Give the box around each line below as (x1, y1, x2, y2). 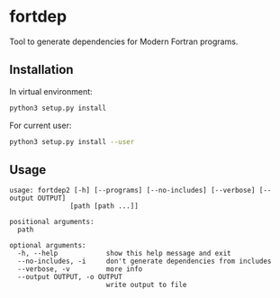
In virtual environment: (9, 86, 93, 96)
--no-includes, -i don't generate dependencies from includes (17, 257, 272, 266)
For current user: (9, 120, 72, 131)
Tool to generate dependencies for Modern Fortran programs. (9, 36, 239, 47)
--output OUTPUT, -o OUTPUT (17, 273, 123, 282)
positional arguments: (9, 218, 95, 227)
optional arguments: (9, 241, 87, 250)
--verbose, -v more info (17, 265, 143, 274)
